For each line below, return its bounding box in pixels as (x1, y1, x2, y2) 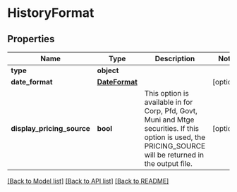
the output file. (144, 159, 193, 168)
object (97, 65, 119, 75)
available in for (144, 97, 193, 107)
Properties (7, 33, 55, 45)
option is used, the (144, 132, 206, 142)
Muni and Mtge (144, 115, 195, 124)
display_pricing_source (11, 124, 90, 133)
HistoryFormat (7, 5, 95, 21)
